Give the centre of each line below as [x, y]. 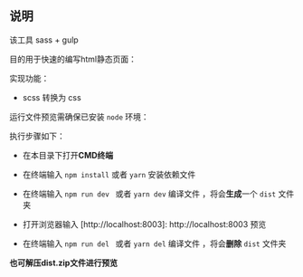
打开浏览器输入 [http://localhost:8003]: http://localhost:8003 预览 [144, 224]
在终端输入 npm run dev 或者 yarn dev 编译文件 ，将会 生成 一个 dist [149, 194]
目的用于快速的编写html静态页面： [73, 59]
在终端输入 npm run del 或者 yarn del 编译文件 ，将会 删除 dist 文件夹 [154, 244]
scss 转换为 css [52, 97]
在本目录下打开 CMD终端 [68, 155]
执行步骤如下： [37, 136]
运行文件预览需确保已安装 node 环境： [79, 117]
